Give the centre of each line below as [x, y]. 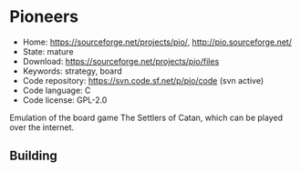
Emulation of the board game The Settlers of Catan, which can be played [146, 117]
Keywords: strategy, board [73, 71]
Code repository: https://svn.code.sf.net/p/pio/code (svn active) [143, 80]
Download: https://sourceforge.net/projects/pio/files [121, 61]
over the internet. [42, 127]
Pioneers [44, 17]
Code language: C [57, 90]
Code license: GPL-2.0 [65, 100]
